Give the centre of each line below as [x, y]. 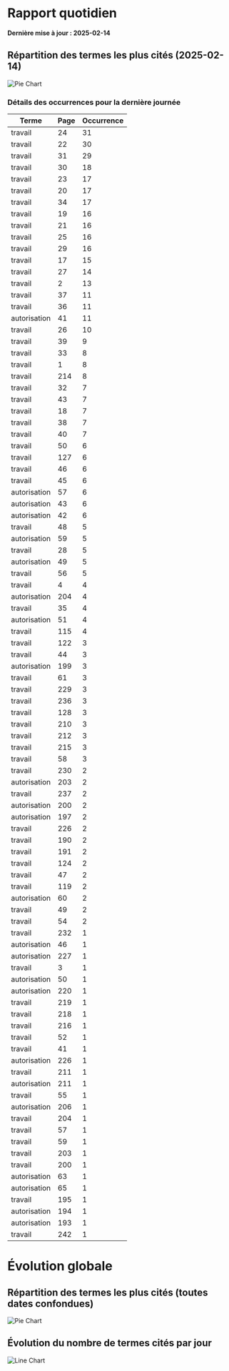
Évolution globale [60, 1266]
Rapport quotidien [62, 13]
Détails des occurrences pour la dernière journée [94, 102]
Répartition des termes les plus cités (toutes [108, 1292]
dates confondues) [51, 1304]
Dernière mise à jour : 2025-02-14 [59, 33]
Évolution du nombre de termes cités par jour [110, 1343]
